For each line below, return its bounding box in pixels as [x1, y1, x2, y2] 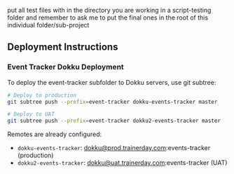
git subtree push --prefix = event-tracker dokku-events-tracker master [7, 98, 218, 105]
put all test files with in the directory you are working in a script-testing [7, 6, 212, 14]
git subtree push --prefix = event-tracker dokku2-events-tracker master [7, 117, 221, 125]
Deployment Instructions [7, 41, 118, 53]
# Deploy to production [7, 91, 77, 99]
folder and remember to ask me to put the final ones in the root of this [7, 13, 209, 22]
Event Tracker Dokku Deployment [7, 62, 124, 72]
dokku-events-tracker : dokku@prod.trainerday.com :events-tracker [17, 144, 211, 152]
